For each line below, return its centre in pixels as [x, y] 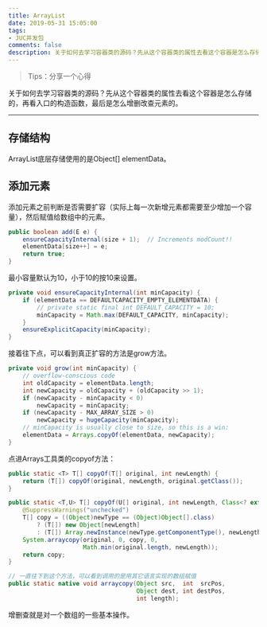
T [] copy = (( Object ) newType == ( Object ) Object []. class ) [119, 518]
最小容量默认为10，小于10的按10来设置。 [75, 278]
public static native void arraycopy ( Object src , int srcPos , [117, 584]
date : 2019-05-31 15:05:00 [53, 23]
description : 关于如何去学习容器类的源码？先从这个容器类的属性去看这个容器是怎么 [129, 53]
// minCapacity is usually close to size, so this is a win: [126, 428]
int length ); [158, 598]
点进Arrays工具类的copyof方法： [62, 458]
